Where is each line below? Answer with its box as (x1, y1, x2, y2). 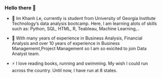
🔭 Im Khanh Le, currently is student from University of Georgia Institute (11, 16, 156, 21)
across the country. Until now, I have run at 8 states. (11, 68, 118, 74)
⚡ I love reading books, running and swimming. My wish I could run (11, 60, 148, 66)
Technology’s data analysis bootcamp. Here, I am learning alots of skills (11, 20, 157, 26)
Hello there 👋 (4, 4, 36, 11)
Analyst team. (11, 51, 40, 57)
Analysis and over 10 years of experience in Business (11, 40, 120, 46)
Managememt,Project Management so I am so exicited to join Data (11, 46, 147, 52)
